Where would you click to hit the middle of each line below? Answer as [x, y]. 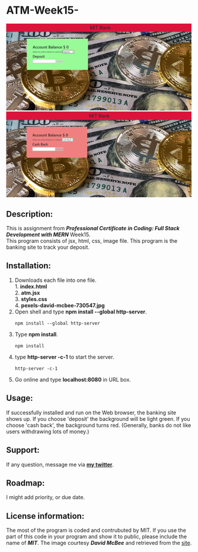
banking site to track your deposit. [48, 248]
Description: [30, 214]
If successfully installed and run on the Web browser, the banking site [91, 413]
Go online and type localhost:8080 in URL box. [73, 379]
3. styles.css [31, 299]
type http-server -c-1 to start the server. [64, 357]
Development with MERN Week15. [48, 234]
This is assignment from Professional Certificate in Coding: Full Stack [93, 229]
